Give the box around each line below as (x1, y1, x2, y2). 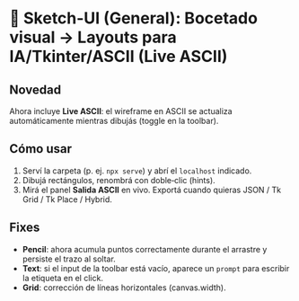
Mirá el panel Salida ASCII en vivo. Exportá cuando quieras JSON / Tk (22, 184, 282, 195)
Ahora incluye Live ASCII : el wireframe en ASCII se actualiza (9, 106, 233, 116)
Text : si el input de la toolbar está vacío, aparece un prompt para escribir (22, 262, 290, 273)
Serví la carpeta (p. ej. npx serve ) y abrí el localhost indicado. (22, 165, 252, 176)
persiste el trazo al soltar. (22, 253, 117, 264)
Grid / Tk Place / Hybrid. (22, 193, 112, 205)
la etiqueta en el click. (22, 272, 103, 283)
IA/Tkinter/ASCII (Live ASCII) (9, 47, 228, 66)
